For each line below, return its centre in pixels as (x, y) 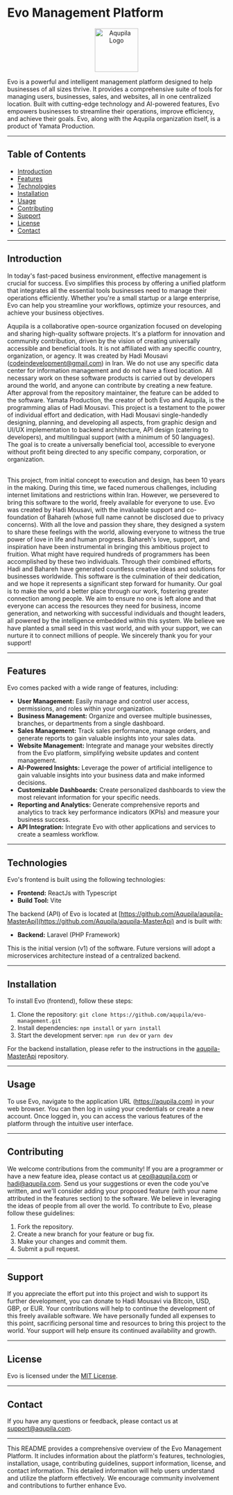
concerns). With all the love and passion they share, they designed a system (116, 524)
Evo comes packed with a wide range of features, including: (93, 688)
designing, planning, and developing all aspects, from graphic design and (112, 422)
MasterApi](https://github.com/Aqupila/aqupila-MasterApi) (91, 921)
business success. (44, 820)
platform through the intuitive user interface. (70, 1123)
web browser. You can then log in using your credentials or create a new (111, 1109)
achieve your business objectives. (56, 313)
